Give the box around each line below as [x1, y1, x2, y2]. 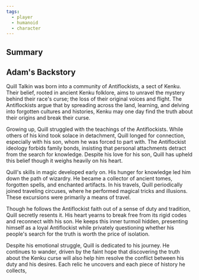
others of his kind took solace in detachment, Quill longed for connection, [6, 132, 185, 139]
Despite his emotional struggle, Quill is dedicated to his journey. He [6, 242, 170, 249]
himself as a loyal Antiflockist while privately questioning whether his [6, 224, 175, 231]
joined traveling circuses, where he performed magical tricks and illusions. [6, 188, 188, 195]
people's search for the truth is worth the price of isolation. [6, 230, 150, 237]
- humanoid [11, 20, 38, 25]
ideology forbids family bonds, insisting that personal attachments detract [6, 144, 187, 152]
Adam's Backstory [6, 67, 76, 78]
